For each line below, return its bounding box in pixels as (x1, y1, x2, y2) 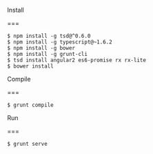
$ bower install (7, 63, 54, 70)
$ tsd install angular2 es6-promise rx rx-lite (7, 57, 147, 64)
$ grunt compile (7, 102, 54, 108)
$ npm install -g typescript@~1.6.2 (7, 39, 112, 46)
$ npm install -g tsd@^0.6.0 (7, 32, 91, 39)
